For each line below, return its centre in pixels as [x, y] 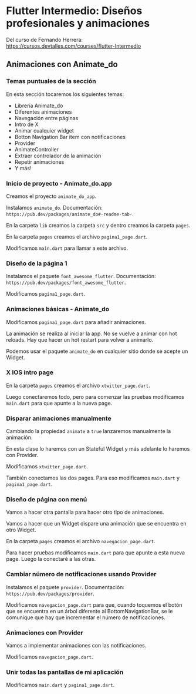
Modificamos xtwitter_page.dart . [47, 467]
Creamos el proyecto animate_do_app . [51, 196]
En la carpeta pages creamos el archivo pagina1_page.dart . [77, 236]
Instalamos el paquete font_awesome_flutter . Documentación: [81, 276]
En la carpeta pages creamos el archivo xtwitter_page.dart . [78, 385]
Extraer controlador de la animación [58, 156]
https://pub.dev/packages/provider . [50, 593]
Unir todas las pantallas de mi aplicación [65, 672]
